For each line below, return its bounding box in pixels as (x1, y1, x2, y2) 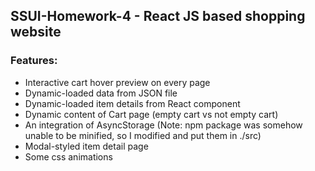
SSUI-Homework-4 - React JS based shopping (10, 8, 306, 25)
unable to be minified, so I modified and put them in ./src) (24, 129, 262, 141)
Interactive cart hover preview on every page (24, 76, 211, 88)
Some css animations (24, 150, 113, 163)
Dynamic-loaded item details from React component (24, 97, 241, 109)
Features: (10, 54, 58, 68)
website (10, 24, 62, 41)
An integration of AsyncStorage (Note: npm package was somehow (24, 119, 303, 131)
